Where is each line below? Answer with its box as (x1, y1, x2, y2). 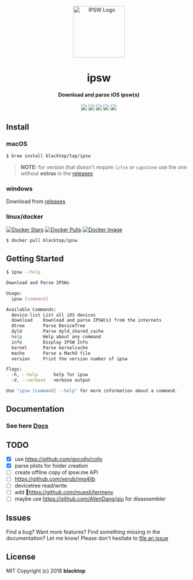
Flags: (6, 366, 22, 372)
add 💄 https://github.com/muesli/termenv (14, 489, 114, 496)
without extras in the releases (20, 169, 93, 176)
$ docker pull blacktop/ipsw (6, 237, 78, 244)
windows (6, 184, 33, 192)
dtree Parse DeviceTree (11, 323, 85, 329)
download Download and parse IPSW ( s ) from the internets (11, 318, 162, 324)
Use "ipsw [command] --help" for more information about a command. (6, 388, 178, 394)
